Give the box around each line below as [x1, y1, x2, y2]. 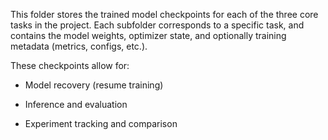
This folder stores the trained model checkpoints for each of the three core [10, 9, 319, 20]
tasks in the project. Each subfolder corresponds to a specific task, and [10, 19, 305, 31]
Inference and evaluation [24, 99, 128, 110]
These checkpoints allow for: [10, 60, 130, 71]
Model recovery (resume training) [24, 79, 164, 91]
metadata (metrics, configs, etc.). [10, 40, 148, 52]
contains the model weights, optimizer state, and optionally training [10, 30, 287, 41]
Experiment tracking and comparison [24, 118, 178, 129]
